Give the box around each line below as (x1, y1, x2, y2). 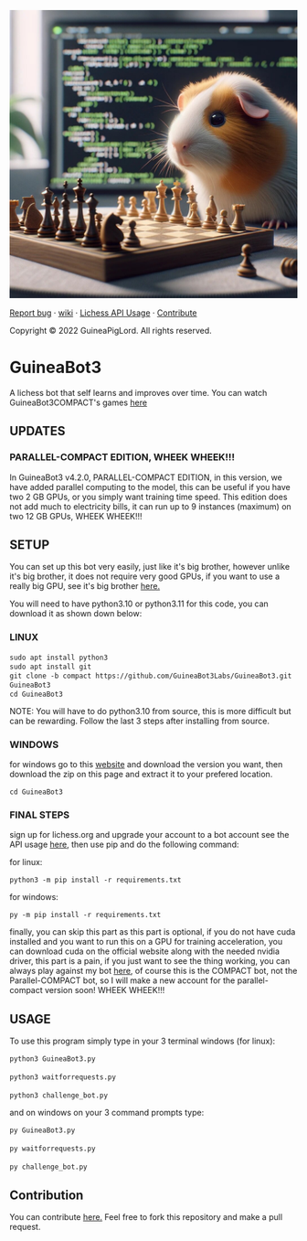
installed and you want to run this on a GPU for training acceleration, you (9, 936, 283, 947)
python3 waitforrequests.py (9, 1073, 117, 1082)
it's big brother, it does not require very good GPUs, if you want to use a (9, 571, 281, 582)
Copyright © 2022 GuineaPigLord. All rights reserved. (9, 326, 212, 336)
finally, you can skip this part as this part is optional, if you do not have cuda (9, 926, 296, 937)
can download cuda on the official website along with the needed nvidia (9, 946, 281, 957)
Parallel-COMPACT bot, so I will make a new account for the (9, 975, 236, 986)
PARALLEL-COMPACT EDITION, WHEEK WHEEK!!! (9, 451, 236, 464)
